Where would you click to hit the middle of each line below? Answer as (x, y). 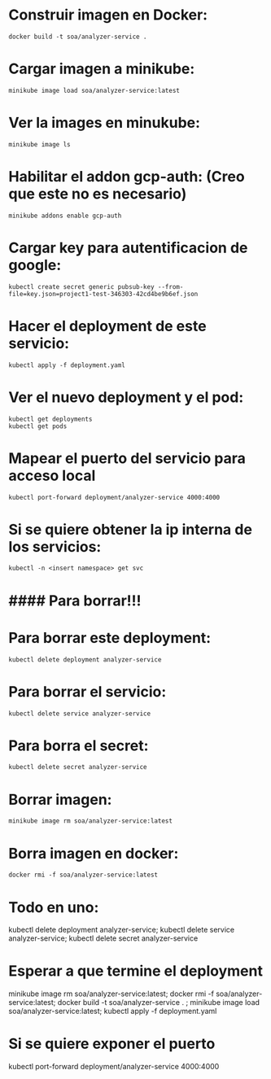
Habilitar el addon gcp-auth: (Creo (127, 177)
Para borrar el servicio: (87, 691)
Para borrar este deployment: (110, 638)
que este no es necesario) (98, 194)
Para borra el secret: (79, 745)
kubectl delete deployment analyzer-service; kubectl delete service (122, 930)
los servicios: (55, 546)
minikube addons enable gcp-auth (65, 216)
